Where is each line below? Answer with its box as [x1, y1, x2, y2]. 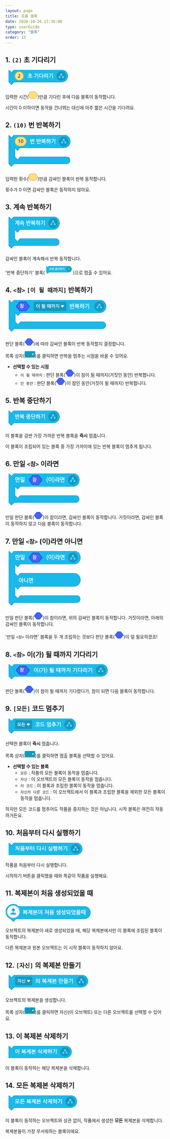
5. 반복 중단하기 [5, 397, 52, 405]
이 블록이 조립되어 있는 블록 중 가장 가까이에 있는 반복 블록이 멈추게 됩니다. [5, 443, 153, 449]
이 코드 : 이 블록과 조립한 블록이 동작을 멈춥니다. [20, 782, 114, 788]
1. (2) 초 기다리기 [5, 56, 56, 65]
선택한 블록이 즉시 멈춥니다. [5, 740, 60, 746]
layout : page [5, 8, 33, 13]
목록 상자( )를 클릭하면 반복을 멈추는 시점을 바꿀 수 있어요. [5, 352, 128, 358]
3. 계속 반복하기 [5, 203, 52, 212]
